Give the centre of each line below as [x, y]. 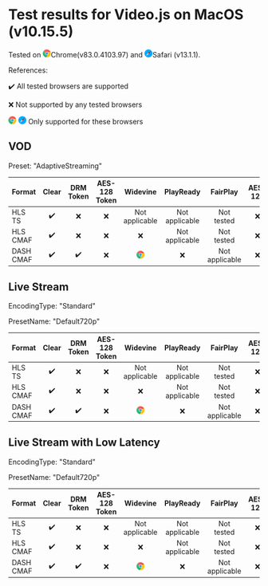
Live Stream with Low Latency [85, 443]
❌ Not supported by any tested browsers [75, 104]
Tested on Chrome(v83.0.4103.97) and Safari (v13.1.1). [104, 54]
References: [28, 70]
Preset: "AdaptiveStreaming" [55, 166]
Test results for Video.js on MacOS [126, 15]
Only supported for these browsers [85, 121]
